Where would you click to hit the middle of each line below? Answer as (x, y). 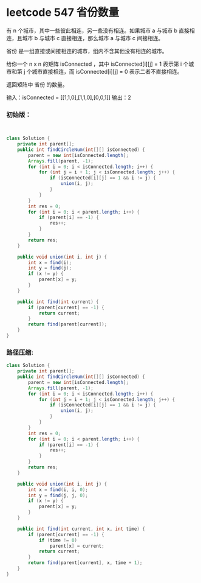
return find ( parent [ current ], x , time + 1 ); (85, 563)
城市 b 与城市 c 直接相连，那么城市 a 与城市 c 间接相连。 (93, 38)
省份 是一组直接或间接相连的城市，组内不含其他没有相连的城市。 (87, 51)
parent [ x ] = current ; (77, 546)
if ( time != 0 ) (58, 540)
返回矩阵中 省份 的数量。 (37, 84)
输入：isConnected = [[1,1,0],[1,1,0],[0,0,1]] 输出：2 (69, 97)
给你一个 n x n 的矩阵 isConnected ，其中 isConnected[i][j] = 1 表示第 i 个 (97, 64)
